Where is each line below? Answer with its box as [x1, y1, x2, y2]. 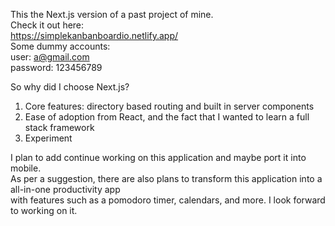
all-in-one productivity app [10, 184, 121, 195]
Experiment [24, 132, 73, 144]
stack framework [24, 122, 95, 133]
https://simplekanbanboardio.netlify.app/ [10, 30, 179, 41]
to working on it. [10, 205, 78, 216]
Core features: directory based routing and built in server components [24, 100, 315, 112]
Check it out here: [10, 19, 85, 31]
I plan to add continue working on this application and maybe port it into [10, 152, 307, 163]
